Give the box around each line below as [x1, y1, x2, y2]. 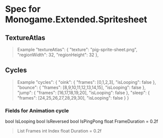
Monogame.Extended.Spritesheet [5, 14, 147, 25]
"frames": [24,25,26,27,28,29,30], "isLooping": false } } [17, 95, 129, 101]
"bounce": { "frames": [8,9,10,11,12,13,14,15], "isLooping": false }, [17, 84, 146, 90]
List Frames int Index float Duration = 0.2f [17, 128, 102, 134]
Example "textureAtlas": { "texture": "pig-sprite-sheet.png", [17, 47, 138, 52]
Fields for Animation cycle [5, 107, 69, 114]
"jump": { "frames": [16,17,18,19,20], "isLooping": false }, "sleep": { [17, 90, 150, 96]
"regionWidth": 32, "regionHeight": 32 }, [17, 52, 99, 58]
